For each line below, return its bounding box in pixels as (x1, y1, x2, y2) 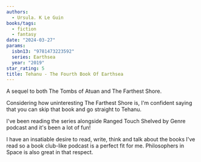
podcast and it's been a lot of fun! (6, 124, 91, 131)
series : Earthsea (12, 54, 56, 60)
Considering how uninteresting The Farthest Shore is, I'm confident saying (6, 100, 192, 107)
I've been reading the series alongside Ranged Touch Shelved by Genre (6, 118, 186, 125)
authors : (6, 8, 29, 15)
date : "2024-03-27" (6, 37, 56, 43)
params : (6, 43, 26, 49)
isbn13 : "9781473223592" (12, 49, 75, 55)
